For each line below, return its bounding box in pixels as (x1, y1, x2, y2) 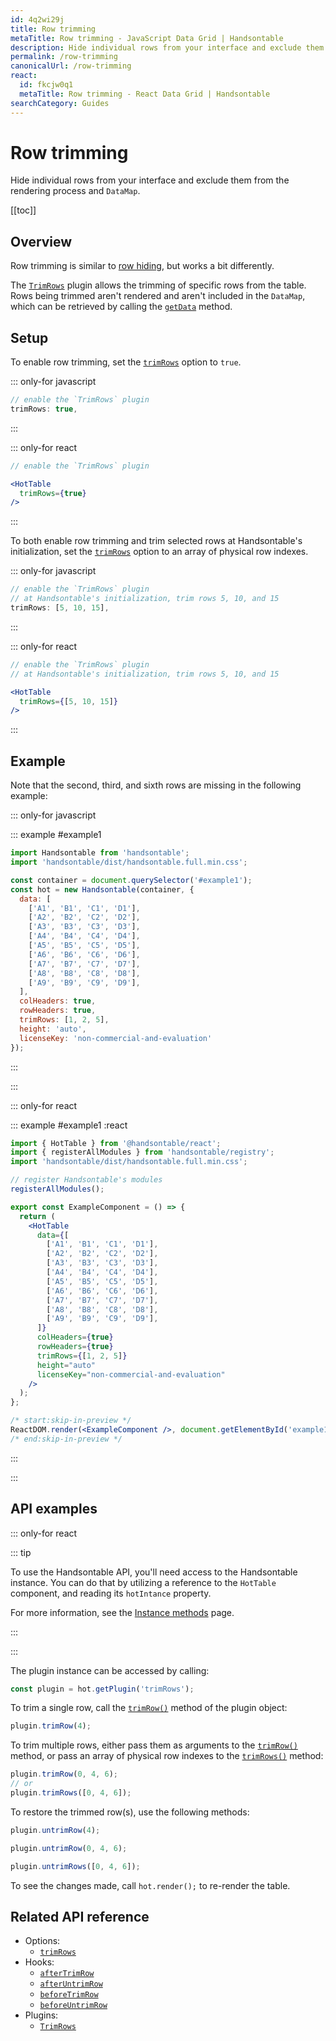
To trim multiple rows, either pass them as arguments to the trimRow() (10, 1739, 298, 1751)
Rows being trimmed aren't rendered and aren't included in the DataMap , (10, 290, 306, 302)
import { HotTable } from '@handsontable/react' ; (10, 1138, 222, 1148)
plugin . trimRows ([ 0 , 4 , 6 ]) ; (10, 1788, 132, 1798)
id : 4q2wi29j (10, 14, 65, 25)
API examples (10, 1501, 98, 1518)
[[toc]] (10, 204, 37, 216)
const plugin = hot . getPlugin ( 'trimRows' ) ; (10, 1684, 195, 1694)
